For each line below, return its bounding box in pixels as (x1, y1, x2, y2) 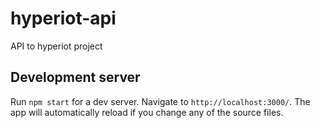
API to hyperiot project (10, 40, 103, 52)
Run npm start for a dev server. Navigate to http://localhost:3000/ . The (10, 95, 311, 107)
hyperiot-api (10, 7, 117, 30)
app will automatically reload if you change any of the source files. (10, 106, 284, 118)
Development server (10, 69, 141, 86)
